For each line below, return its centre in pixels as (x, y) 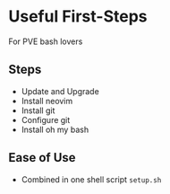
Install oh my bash (55, 129)
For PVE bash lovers (46, 41)
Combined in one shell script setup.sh (91, 179)
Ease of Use (42, 158)
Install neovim (47, 101)
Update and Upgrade (60, 91)
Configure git (46, 119)
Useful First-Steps (78, 17)
